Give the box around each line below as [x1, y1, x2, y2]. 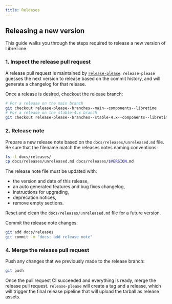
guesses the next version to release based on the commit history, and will [5, 75, 161, 82]
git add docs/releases [5, 230, 54, 235]
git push [5, 268, 24, 273]
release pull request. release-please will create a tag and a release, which [5, 283, 161, 289]
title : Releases [5, 7, 40, 13]
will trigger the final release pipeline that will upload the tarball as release [5, 288, 160, 295]
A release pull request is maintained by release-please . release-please [5, 70, 155, 76]
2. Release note [5, 127, 45, 134]
